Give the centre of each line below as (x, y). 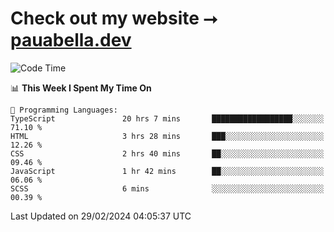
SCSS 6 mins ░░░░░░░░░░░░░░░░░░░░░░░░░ (167, 188)
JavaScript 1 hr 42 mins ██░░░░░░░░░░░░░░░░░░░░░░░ (167, 171)
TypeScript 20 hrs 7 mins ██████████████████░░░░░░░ (167, 118)
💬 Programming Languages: (64, 110)
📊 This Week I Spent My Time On (81, 88)
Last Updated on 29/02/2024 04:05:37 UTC (101, 216)
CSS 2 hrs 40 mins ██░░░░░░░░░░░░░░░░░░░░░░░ (167, 153)
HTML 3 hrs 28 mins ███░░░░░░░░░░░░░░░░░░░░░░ (167, 136)
